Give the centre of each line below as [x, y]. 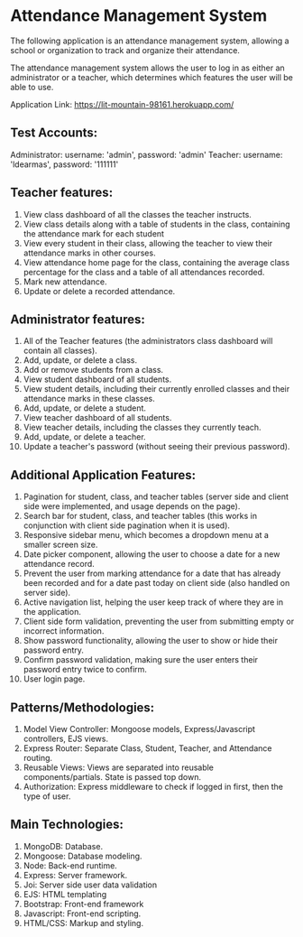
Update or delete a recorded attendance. [99, 291]
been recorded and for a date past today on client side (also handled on [156, 583]
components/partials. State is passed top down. [112, 777]
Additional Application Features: [103, 475]
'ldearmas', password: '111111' [64, 164]
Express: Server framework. [75, 875]
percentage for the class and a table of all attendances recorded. [144, 272]
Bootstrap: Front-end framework [83, 904]
